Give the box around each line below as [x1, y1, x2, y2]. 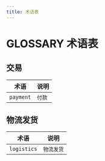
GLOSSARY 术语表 [6, 37, 98, 50]
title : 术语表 [6, 8, 39, 15]
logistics [9, 146, 37, 153]
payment [9, 93, 31, 100]
